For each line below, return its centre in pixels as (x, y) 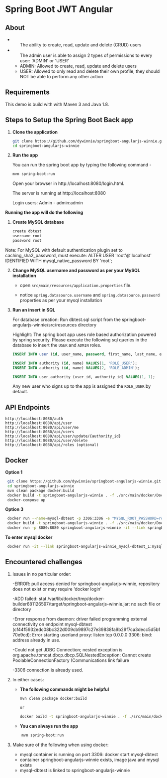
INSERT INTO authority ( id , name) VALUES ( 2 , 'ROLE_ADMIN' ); (76, 368)
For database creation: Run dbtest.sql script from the (66, 319)
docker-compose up (26, 500)
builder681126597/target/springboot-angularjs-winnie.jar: (71, 604)
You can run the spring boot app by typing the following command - (82, 165)
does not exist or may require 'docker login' (57, 589)
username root (27, 236)
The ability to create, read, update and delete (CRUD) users (81, 45)
